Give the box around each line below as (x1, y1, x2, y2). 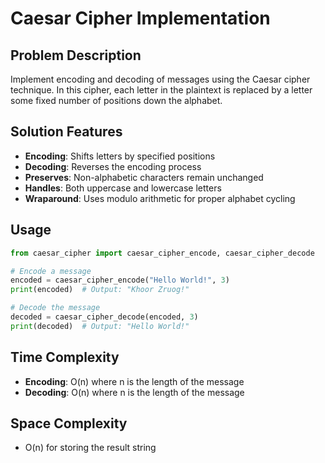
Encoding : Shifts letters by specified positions (24, 150, 216, 162)
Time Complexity (10, 349, 120, 366)
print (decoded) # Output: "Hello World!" (10, 321, 190, 331)
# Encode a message (10, 266, 92, 276)
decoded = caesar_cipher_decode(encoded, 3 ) (10, 312, 199, 322)
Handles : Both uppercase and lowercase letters (24, 182, 222, 194)
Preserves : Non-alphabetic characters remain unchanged (24, 171, 264, 183)
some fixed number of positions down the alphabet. (10, 95, 223, 106)
